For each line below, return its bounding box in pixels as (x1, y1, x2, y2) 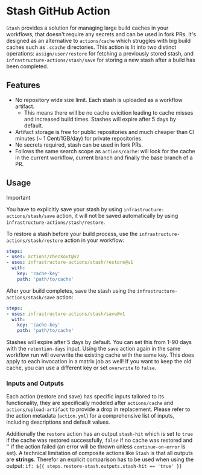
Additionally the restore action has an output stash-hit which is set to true (6, 430, 193, 438)
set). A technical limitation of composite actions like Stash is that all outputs (6, 450, 193, 457)
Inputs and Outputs (6, 379, 65, 387)
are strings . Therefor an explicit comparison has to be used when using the (6, 456, 194, 463)
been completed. (6, 62, 49, 70)
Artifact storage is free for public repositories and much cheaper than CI (14, 128, 195, 135)
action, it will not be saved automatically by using (56, 212, 178, 219)
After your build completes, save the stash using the (6, 287, 136, 294)
